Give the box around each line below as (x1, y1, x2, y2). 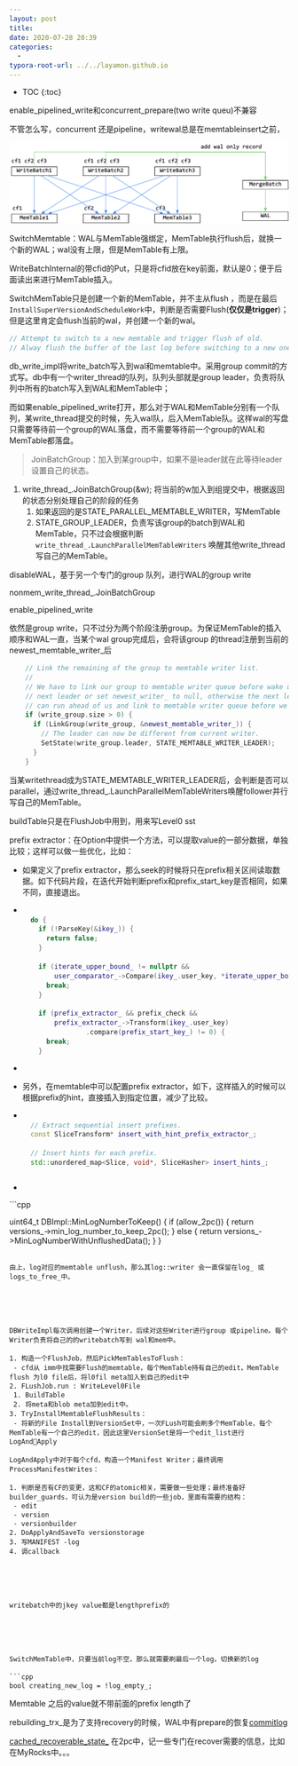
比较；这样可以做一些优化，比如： (9, 845, 134, 856)
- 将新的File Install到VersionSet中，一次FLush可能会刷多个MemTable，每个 (12, 1419, 273, 1428)
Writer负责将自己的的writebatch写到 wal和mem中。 (9, 1335, 180, 1344)
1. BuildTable (12, 1390, 66, 1399)
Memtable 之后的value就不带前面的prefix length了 (9, 1698, 192, 1708)
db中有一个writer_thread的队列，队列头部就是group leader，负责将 (32, 372, 278, 383)
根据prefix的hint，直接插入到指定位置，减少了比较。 (21, 1092, 213, 1103)
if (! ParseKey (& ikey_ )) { (38, 924, 135, 934)
